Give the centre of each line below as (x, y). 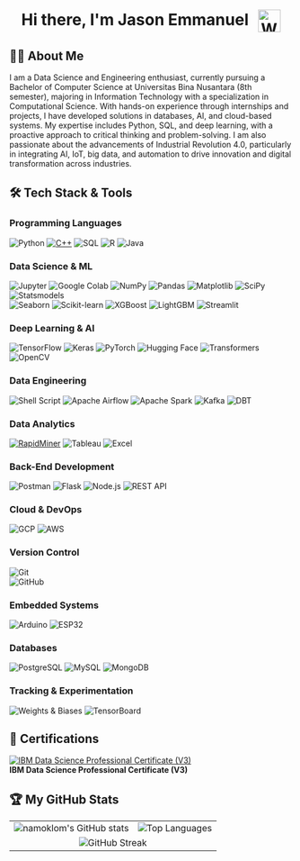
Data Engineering (48, 381)
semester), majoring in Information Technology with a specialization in (139, 96)
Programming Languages (66, 223)
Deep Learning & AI (52, 328)
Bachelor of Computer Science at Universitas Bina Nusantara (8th (131, 87)
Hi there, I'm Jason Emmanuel (135, 19)
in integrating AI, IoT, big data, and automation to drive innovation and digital (150, 154)
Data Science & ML (51, 266)
